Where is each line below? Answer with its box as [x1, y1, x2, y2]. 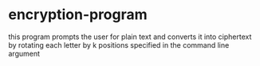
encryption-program [8, 6, 148, 24]
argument [8, 49, 41, 58]
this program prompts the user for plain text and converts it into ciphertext [8, 32, 252, 41]
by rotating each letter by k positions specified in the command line [8, 40, 230, 49]
